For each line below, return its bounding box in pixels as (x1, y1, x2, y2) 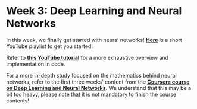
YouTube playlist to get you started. (6, 43, 93, 50)
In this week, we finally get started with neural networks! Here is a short (6, 36, 183, 43)
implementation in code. (6, 60, 65, 68)
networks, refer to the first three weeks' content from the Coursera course (6, 78, 190, 85)
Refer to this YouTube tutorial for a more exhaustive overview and (6, 54, 168, 61)
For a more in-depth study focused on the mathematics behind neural (6, 72, 177, 79)
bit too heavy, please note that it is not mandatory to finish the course (6, 91, 177, 98)
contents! (6, 97, 30, 104)
